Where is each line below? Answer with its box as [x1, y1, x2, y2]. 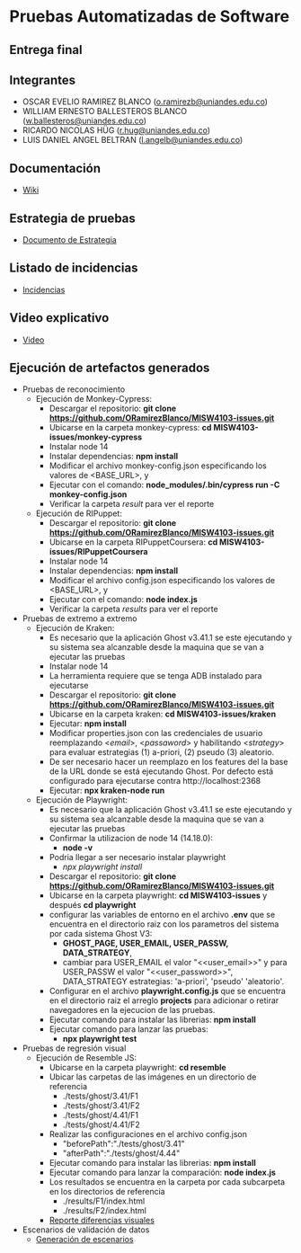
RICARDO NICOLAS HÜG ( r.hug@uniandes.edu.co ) [22, 125, 211, 136]
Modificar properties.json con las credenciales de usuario [49, 728, 263, 739]
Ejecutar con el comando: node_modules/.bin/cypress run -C [49, 479, 280, 491]
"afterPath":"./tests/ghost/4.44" [62, 1148, 181, 1159]
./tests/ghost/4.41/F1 [62, 1110, 139, 1121]
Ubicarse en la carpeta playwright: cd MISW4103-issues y [49, 890, 268, 901]
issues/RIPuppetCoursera [49, 547, 148, 557]
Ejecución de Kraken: [35, 623, 115, 634]
